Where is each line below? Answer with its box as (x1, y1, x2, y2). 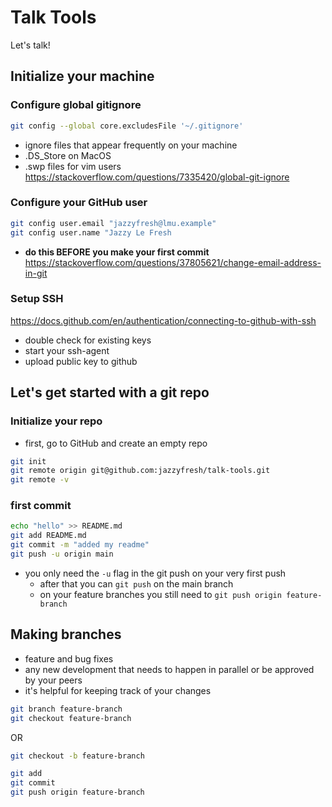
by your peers (24, 674, 83, 686)
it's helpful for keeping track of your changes (24, 684, 212, 696)
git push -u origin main (10, 549, 114, 560)
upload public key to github (24, 355, 138, 367)
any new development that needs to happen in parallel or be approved (24, 663, 315, 675)
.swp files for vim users (24, 160, 122, 172)
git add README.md (10, 531, 87, 541)
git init (10, 456, 47, 466)
